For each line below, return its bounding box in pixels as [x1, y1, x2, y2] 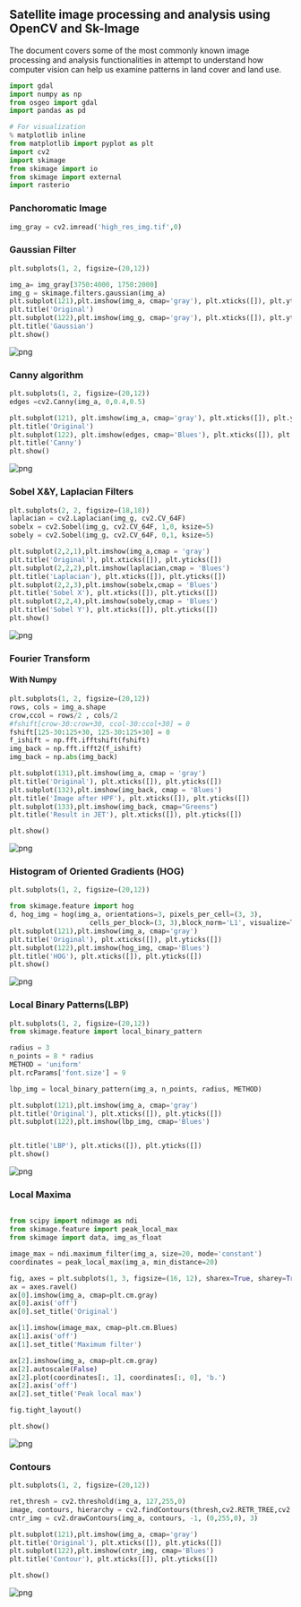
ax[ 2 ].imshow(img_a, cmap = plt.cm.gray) [9, 1356, 159, 1365]
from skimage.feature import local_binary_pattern [9, 1027, 202, 1036]
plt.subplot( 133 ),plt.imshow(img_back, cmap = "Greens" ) [9, 802, 219, 811]
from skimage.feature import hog [9, 902, 134, 911]
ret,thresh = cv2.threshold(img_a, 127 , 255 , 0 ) [9, 1497, 186, 1507]
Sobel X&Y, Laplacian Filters [9, 486, 134, 498]
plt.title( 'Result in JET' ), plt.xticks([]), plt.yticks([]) [9, 810, 243, 819]
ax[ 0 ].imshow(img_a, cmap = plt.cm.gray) [9, 1291, 159, 1300]
